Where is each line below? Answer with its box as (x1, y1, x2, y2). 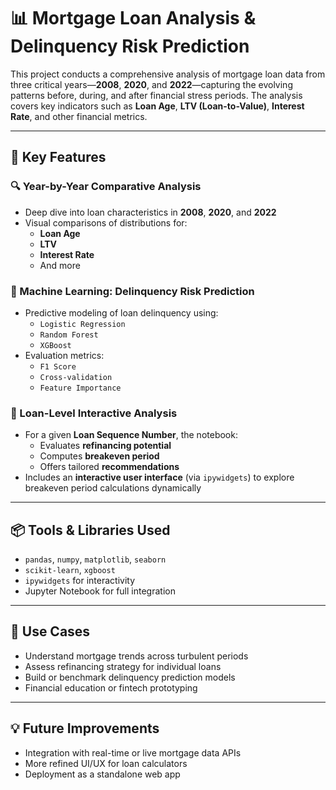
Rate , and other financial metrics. (10, 110, 148, 122)
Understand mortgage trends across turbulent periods (24, 650, 249, 662)
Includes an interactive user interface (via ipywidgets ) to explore (24, 471, 295, 484)
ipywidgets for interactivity (24, 575, 136, 587)
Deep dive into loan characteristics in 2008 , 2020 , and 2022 (24, 206, 277, 218)
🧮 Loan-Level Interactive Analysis (10, 406, 178, 420)
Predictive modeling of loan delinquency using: (24, 306, 219, 319)
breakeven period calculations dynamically (24, 482, 202, 494)
